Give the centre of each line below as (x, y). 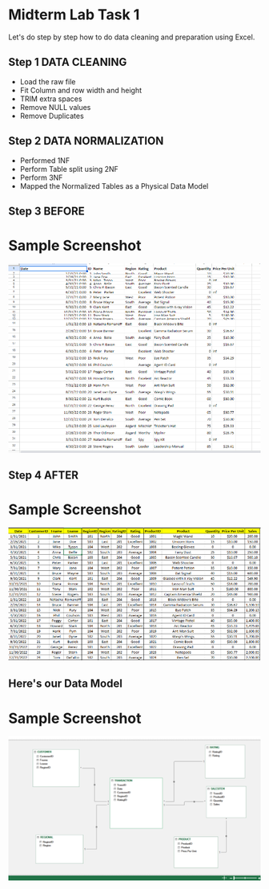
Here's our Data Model (65, 684)
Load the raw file (48, 81)
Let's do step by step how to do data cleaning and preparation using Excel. (132, 37)
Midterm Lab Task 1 (74, 15)
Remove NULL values (55, 107)
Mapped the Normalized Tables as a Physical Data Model (114, 186)
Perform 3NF (41, 177)
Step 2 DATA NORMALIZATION (86, 141)
